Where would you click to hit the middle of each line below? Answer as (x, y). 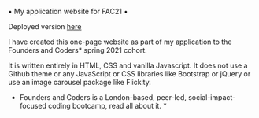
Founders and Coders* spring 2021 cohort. (78, 50)
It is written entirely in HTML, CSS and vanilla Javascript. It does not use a (128, 65)
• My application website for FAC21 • (68, 11)
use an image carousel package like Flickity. (80, 82)
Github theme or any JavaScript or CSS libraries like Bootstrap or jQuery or (129, 74)
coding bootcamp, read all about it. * (107, 106)
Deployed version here (45, 26)
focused (33, 106)
